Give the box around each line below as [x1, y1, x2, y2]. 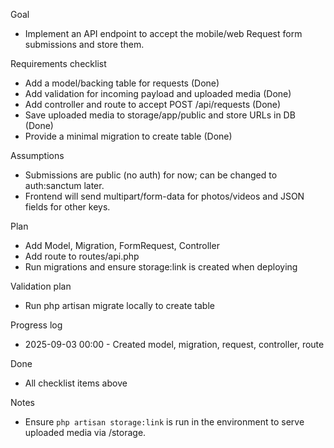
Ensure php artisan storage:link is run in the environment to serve [24, 416, 305, 428]
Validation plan [10, 280, 72, 292]
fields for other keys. [24, 201, 111, 213]
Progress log [10, 319, 63, 331]
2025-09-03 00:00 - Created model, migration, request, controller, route [24, 339, 325, 350]
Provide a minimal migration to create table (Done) [24, 130, 233, 142]
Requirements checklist [10, 58, 107, 69]
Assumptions [10, 150, 65, 161]
